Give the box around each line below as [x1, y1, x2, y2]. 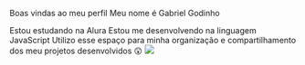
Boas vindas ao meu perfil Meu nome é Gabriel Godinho [9, 8, 221, 18]
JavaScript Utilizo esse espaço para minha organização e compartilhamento [9, 35, 297, 45]
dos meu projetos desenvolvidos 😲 [9, 45, 143, 56]
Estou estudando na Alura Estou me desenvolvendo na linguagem [9, 25, 258, 35]
